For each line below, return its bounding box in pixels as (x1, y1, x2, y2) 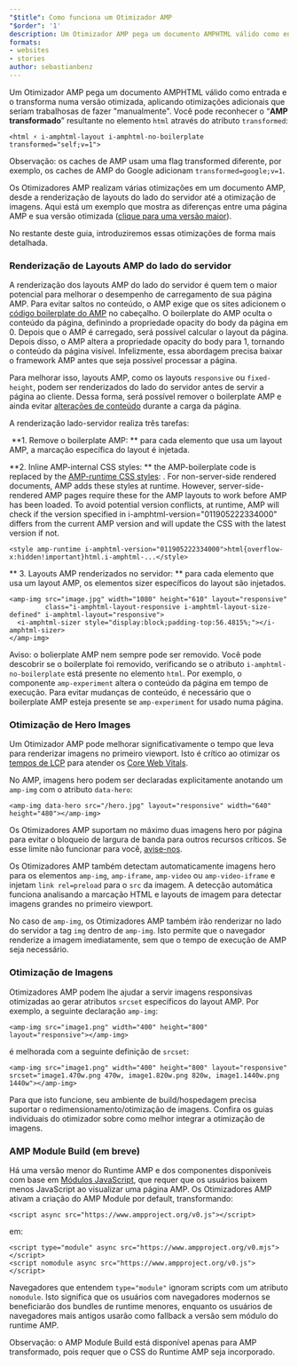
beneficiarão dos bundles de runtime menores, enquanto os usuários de (9, 1301, 273, 1312)
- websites (9, 46, 50, 55)
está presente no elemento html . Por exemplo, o (67, 668, 242, 679)
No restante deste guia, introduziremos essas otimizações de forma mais (9, 227, 277, 238)
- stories (9, 54, 46, 63)
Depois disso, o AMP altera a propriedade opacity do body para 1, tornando (9, 337, 286, 347)
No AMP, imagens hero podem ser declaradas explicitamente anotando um (9, 774, 284, 786)
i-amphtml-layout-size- (183, 603, 272, 612)
